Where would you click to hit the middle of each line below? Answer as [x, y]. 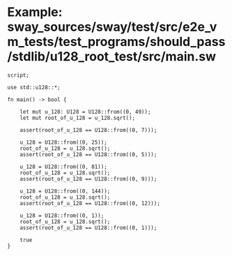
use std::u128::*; [34, 87]
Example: [35, 12]
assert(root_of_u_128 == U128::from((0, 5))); [88, 154]
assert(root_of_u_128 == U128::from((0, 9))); [88, 179]
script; [18, 75]
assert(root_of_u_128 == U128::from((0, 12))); [90, 203]
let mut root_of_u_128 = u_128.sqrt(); [78, 118]
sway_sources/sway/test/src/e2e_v [112, 27]
